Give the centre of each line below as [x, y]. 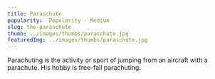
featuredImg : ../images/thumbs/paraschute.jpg [78, 40]
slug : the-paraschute [40, 27]
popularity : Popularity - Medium [59, 20]
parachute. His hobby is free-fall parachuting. [74, 68]
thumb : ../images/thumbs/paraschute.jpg [68, 34]
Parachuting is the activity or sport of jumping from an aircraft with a [107, 60]
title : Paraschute [35, 14]
